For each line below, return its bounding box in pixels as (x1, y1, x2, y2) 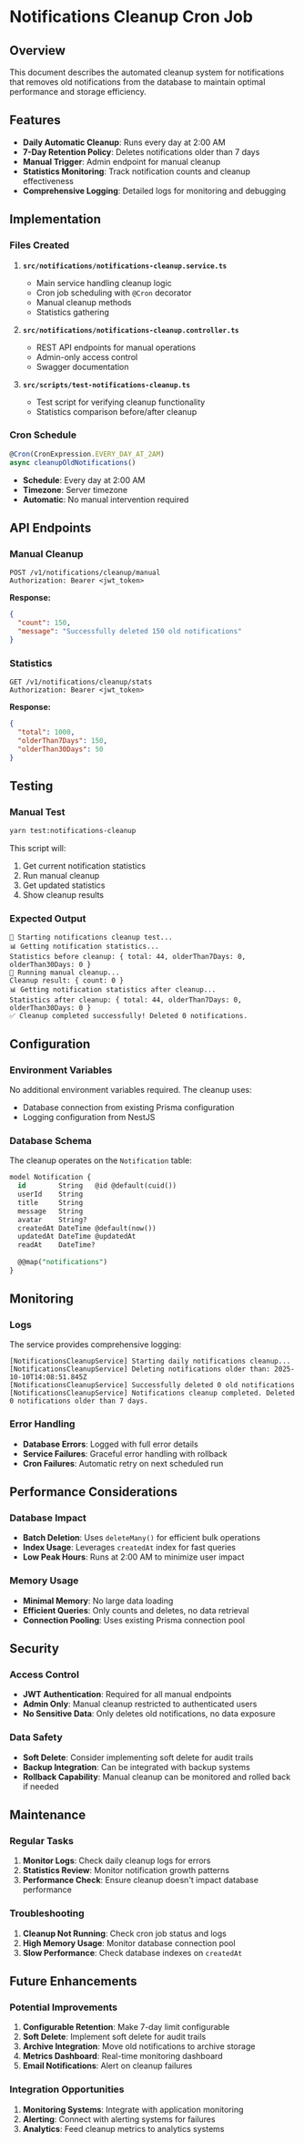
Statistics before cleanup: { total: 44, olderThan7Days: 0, (9, 953, 247, 962)
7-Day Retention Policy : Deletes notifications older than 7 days (22, 146, 260, 157)
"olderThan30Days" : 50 (17, 745, 104, 754)
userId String (17, 1190, 84, 1199)
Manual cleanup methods (35, 296, 132, 307)
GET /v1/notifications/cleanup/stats (9, 677, 153, 687)
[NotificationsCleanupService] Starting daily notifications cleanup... (9, 1356, 291, 1366)
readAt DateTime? (17, 1241, 96, 1250)
